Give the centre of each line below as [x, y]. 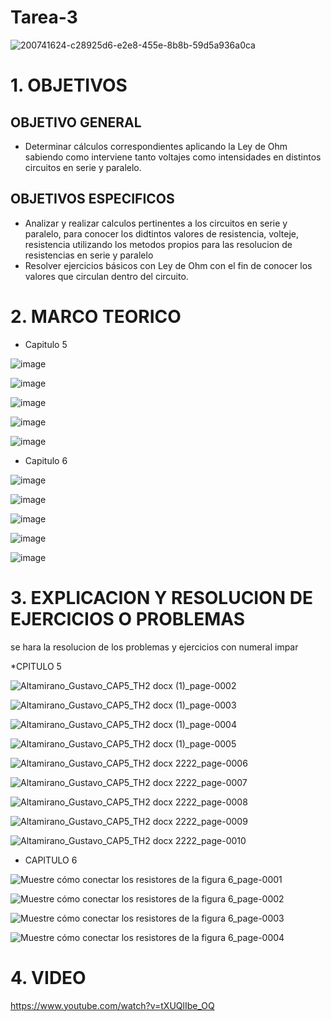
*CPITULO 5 [36, 666]
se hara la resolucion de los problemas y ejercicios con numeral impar [154, 647]
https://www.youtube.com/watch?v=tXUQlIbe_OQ [112, 1005]
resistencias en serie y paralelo [89, 255]
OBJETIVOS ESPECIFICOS [92, 199]
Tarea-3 [44, 17]
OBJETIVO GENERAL [76, 122]
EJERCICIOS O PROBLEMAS [128, 618]
